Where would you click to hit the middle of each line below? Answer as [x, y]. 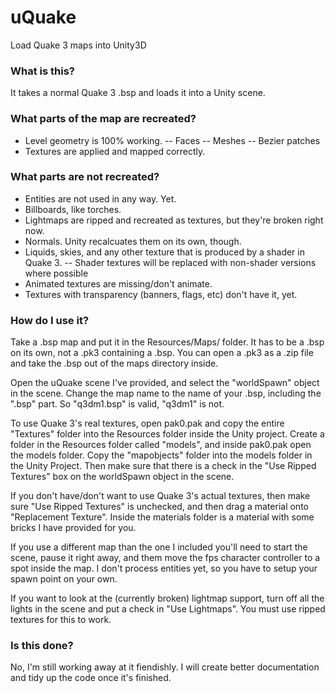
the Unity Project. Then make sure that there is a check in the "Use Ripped [163, 466]
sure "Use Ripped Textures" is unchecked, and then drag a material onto [159, 507]
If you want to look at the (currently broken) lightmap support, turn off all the [167, 598]
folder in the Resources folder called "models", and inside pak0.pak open [161, 445]
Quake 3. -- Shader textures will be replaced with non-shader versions [170, 262]
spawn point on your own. [64, 579]
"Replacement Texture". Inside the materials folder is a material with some [162, 517]
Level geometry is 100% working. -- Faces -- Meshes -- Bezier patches [172, 140]
